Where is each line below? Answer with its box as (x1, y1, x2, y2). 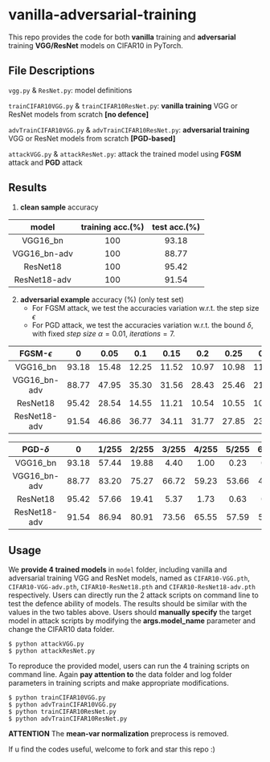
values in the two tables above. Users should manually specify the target (8, 608, 252, 617)
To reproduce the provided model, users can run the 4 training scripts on (8, 661, 250, 671)
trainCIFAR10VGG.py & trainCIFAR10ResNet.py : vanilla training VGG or (8, 100, 239, 110)
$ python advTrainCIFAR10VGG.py (8, 701, 117, 709)
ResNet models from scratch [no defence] (8, 109, 149, 119)
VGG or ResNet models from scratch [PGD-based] (8, 133, 176, 143)
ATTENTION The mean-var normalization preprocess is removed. (8, 729, 229, 739)
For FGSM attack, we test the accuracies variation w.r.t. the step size (31, 303, 260, 312)
